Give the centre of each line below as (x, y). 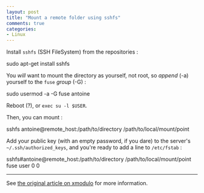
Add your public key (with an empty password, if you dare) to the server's (99, 141)
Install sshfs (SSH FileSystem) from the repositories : (72, 52)
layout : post (23, 12)
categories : (21, 29)
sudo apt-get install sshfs (38, 64)
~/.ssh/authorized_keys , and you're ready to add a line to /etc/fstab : (94, 147)
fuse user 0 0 (23, 166)
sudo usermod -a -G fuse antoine (48, 94)
